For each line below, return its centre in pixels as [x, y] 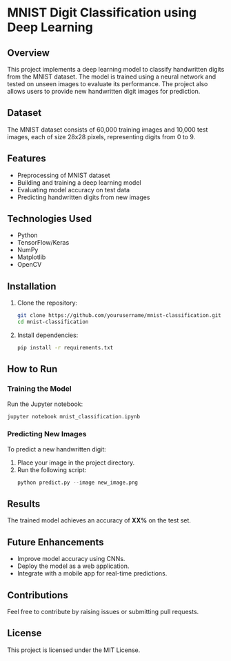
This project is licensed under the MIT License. [74, 650]
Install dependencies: [48, 335]
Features [27, 159]
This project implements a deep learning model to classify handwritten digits [116, 69]
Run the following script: [52, 469]
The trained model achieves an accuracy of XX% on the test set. [99, 520]
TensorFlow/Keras [43, 243]
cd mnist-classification [53, 322]
